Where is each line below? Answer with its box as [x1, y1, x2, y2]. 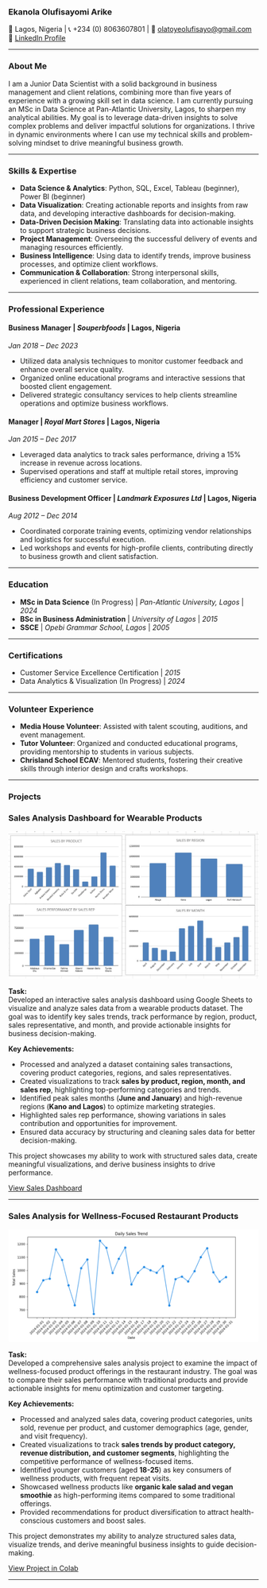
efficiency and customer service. [19, 476, 128, 485]
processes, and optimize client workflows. [19, 259, 159, 269]
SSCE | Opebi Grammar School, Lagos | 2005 [19, 623, 170, 632]
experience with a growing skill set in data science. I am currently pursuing [8, 95, 253, 105]
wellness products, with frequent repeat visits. [19, 1473, 172, 1483]
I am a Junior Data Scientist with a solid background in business [8, 79, 218, 88]
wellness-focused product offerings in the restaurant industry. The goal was [8, 1367, 258, 1376]
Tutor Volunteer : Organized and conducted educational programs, [19, 739, 238, 748]
